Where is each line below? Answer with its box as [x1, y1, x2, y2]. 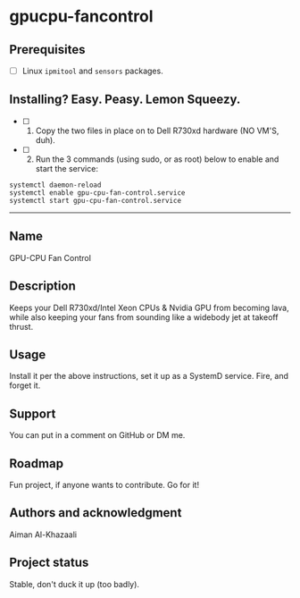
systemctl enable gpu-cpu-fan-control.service [9, 188, 186, 198]
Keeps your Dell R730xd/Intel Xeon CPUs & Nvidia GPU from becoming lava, [9, 302, 289, 313]
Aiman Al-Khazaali [9, 529, 78, 540]
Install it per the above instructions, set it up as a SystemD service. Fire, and [9, 371, 288, 382]
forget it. [9, 380, 41, 391]
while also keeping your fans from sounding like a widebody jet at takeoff [9, 311, 279, 323]
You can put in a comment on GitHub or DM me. [9, 430, 186, 441]
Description [9, 279, 76, 294]
